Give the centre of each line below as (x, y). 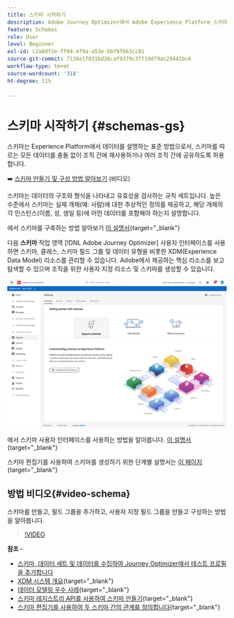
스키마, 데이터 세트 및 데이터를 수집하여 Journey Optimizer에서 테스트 (112, 564)
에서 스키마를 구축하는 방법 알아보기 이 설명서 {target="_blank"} (94, 228)
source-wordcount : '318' (43, 73)
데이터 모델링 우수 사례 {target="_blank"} (73, 590)
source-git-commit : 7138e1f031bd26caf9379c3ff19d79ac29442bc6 (99, 59)
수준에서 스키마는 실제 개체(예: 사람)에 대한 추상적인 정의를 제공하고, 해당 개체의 (115, 204)
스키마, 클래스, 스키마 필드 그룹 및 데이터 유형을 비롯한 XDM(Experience (118, 252)
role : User (23, 37)
